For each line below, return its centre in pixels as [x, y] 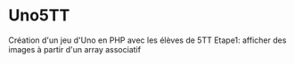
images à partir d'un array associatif [75, 49]
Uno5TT [39, 16]
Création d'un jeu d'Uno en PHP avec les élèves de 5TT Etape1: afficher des [147, 40]
